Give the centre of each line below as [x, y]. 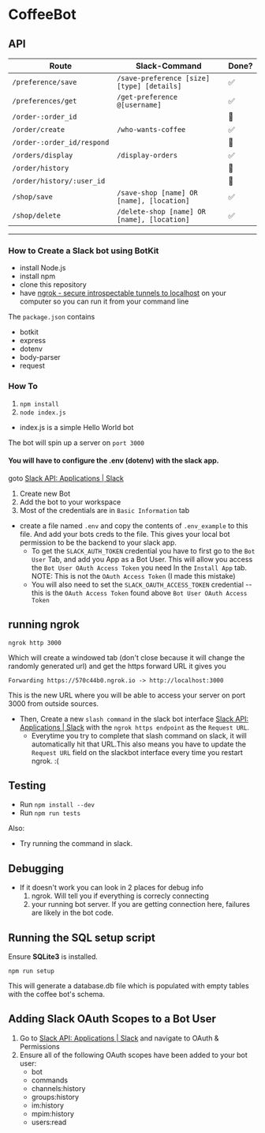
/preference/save [45, 82]
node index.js [43, 413]
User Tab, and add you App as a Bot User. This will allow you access [142, 559]
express [32, 341]
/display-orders [147, 155]
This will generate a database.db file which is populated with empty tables [129, 986]
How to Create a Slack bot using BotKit [84, 251]
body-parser [40, 357]
